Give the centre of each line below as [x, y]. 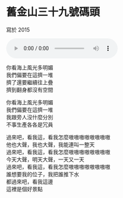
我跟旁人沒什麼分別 [30, 117]
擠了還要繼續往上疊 [30, 82]
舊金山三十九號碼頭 [53, 12]
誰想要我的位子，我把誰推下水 [42, 174]
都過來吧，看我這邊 [30, 181]
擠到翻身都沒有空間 [30, 90]
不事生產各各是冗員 [30, 124]
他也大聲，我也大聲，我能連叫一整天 [51, 144]
